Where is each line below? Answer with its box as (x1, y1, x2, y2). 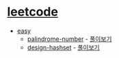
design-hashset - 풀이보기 (27, 43, 101, 51)
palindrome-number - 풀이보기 (27, 35, 112, 43)
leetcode (7, 4, 58, 20)
